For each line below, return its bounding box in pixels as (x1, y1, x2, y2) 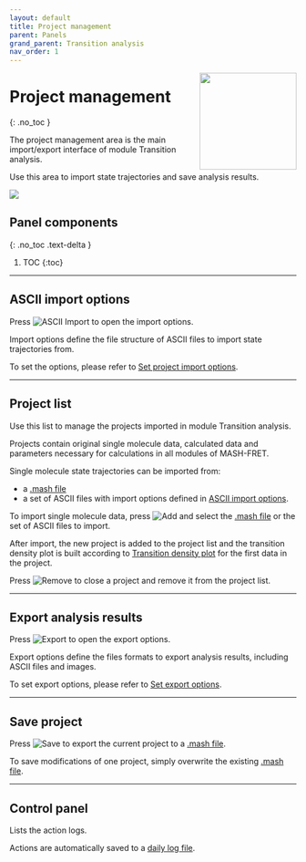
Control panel (9, 800, 88, 816)
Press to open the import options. (9, 316, 194, 327)
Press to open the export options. (9, 634, 171, 645)
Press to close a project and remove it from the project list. (9, 575, 271, 586)
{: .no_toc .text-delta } (9, 239, 92, 250)
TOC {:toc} (22, 256, 64, 267)
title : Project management (9, 22, 112, 31)
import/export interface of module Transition (9, 144, 177, 155)
